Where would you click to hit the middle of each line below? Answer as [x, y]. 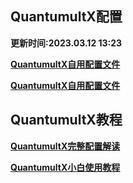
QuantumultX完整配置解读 [65, 146]
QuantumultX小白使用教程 [65, 167]
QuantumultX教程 [66, 120]
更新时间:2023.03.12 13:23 [66, 43]
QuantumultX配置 [66, 17]
